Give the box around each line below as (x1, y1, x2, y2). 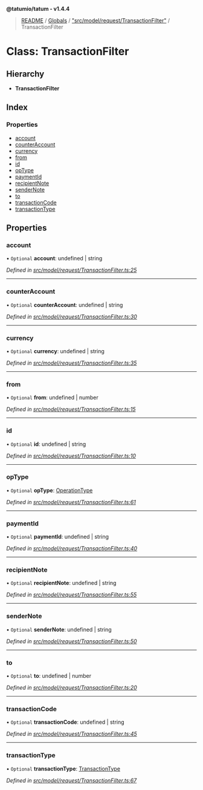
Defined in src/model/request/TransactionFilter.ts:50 (6, 637, 137, 645)
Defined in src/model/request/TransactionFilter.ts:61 (6, 498, 136, 505)
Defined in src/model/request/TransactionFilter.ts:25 (6, 266, 137, 274)
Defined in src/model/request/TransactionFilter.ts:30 (6, 312, 137, 320)
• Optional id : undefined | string (6, 440, 86, 448)
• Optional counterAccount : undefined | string (6, 301, 123, 308)
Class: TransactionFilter (6, 45, 129, 58)
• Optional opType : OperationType (6, 487, 93, 494)
